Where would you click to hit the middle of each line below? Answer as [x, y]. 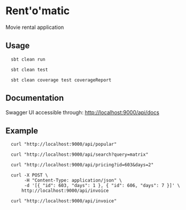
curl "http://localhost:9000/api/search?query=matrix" [80, 155]
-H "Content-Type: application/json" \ [73, 181]
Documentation [35, 98]
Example [22, 131]
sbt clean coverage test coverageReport [61, 80]
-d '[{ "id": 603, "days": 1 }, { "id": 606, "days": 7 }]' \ [102, 186]
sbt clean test [30, 70]
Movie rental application [35, 27]
